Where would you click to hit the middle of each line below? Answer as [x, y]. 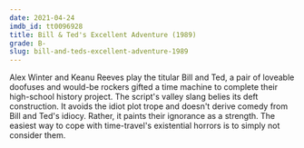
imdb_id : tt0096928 [46, 26]
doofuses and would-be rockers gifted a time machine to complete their [144, 87]
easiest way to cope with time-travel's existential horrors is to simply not [145, 126]
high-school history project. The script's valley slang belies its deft [134, 97]
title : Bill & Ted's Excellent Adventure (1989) [103, 35]
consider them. [38, 135]
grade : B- [28, 43]
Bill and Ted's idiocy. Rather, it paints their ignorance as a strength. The [142, 116]
